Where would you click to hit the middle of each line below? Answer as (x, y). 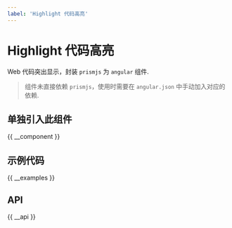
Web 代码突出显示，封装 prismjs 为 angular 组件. (78, 72)
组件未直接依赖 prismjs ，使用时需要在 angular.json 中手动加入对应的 (125, 86)
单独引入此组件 (40, 119)
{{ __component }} (34, 137)
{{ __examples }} (31, 178)
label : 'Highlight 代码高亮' (48, 14)
